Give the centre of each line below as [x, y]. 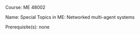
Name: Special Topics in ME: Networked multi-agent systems [70, 17]
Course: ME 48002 [25, 7]
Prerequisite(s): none [27, 27]
